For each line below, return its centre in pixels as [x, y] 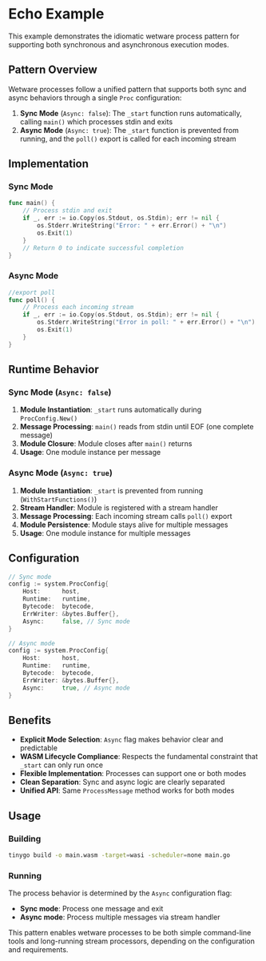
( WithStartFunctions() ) [58, 499]
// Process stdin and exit [67, 211]
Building [25, 838]
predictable [39, 748]
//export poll [32, 292]
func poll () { [32, 300]
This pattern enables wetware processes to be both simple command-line [130, 933]
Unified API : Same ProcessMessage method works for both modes [127, 790]
